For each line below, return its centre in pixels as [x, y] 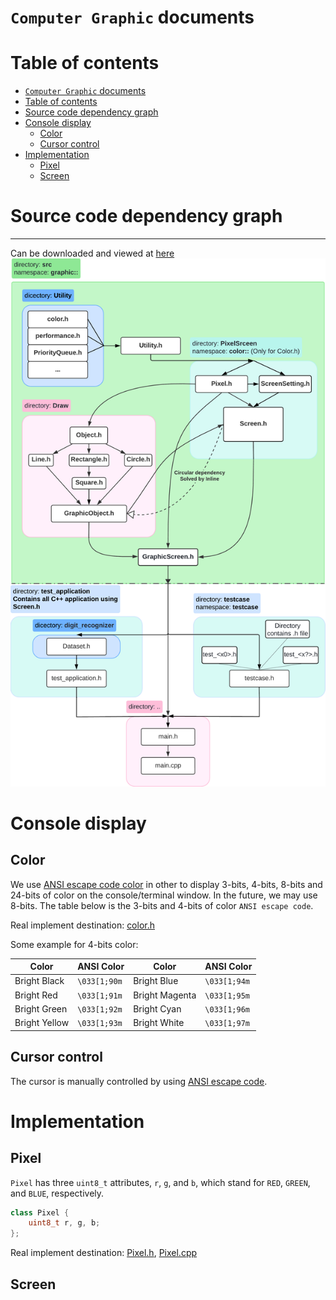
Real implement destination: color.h [83, 925]
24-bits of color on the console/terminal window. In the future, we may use [164, 895]
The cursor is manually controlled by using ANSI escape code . [139, 1081]
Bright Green [41, 1008]
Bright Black [39, 981]
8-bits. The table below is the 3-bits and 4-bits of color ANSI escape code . [162, 905]
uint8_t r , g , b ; [64, 1223]
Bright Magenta [165, 995]
